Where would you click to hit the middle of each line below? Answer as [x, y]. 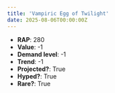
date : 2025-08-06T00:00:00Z [48, 20]
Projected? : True [41, 69]
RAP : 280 [31, 39]
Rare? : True [34, 83]
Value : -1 [30, 47]
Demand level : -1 [42, 54]
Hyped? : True [37, 76]
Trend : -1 [30, 61]
